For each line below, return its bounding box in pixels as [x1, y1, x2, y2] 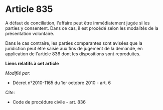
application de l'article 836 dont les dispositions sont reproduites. [5, 51, 141, 57]
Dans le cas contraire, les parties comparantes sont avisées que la [5, 40, 143, 46]
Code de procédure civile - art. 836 [12, 99, 86, 105]
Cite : [5, 89, 15, 95]
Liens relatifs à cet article [5, 60, 59, 66]
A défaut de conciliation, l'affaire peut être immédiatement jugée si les [5, 20, 150, 26]
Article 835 [5, 3, 53, 15]
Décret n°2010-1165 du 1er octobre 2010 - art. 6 [12, 80, 111, 86]
